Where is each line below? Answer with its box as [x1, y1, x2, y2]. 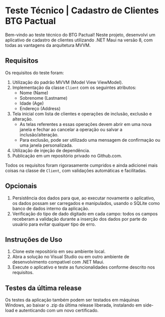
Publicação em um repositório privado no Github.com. [12, 153, 122, 158]
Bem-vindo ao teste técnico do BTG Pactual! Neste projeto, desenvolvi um [5, 32, 156, 38]
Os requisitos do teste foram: [5, 70, 64, 76]
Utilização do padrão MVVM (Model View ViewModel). [12, 79, 123, 85]
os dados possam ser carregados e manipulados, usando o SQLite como [12, 200, 160, 206]
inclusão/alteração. [19, 131, 59, 138]
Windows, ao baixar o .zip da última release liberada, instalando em [5, 302, 142, 308]
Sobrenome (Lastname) [19, 95, 68, 101]
